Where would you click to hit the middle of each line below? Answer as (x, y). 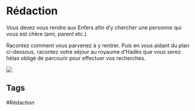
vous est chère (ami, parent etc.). (47, 33)
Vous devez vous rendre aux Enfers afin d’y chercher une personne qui (94, 27)
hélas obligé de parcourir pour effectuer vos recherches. (76, 58)
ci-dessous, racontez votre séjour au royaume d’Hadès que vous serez (94, 51)
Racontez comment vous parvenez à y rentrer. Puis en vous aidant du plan (98, 45)
